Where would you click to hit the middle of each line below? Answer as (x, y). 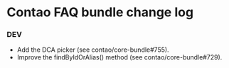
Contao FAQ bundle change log (100, 12)
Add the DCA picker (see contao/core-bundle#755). (93, 50)
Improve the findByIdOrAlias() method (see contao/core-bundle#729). (119, 57)
